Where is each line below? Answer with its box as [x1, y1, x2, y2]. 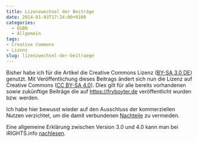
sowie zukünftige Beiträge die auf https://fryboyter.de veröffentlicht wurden [6, 88, 192, 95]
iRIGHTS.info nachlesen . [6, 130, 66, 137]
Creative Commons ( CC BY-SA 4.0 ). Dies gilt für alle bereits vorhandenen [6, 81, 186, 89]
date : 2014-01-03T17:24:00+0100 [6, 14, 86, 20]
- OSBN [11, 25, 28, 31]
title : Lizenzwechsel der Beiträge [6, 8, 95, 15]
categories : [6, 20, 36, 25]
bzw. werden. [6, 94, 39, 101]
